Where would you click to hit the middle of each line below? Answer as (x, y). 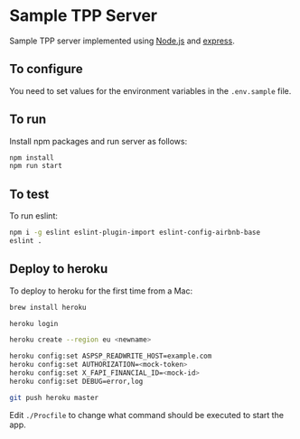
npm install (32, 158)
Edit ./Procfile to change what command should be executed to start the (147, 415)
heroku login (34, 323)
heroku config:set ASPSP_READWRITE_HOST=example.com (111, 356)
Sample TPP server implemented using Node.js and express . (122, 41)
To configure (46, 69)
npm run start (36, 166)
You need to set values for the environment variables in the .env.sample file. (150, 90)
